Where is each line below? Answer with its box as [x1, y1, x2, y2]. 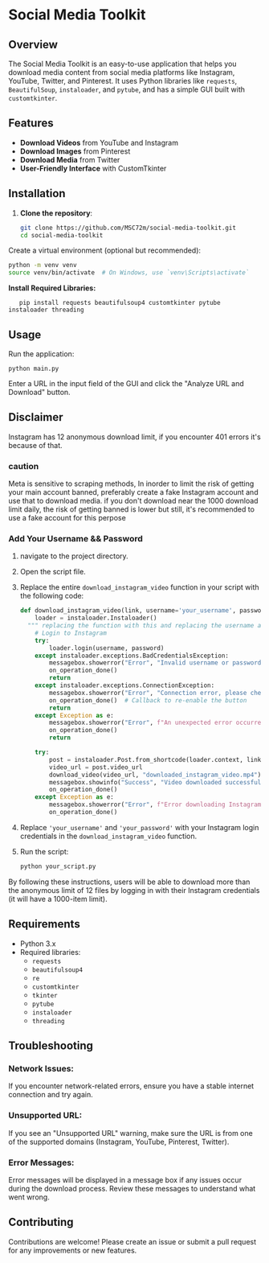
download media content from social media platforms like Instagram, [8, 68, 235, 77]
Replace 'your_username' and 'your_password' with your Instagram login [19, 822, 259, 832]
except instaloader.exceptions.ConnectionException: [35, 681, 215, 689]
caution [8, 460, 39, 471]
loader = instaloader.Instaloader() [35, 614, 157, 623]
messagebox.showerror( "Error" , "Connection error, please [49, 689, 247, 697]
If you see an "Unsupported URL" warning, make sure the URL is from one [8, 1128, 253, 1138]
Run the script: [19, 846, 69, 856]
